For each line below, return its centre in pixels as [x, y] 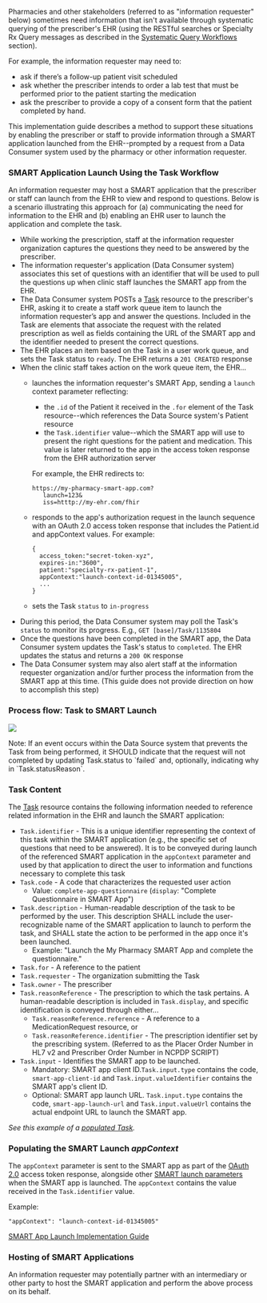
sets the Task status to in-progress [90, 606]
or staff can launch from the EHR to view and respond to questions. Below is [134, 199]
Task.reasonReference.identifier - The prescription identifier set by [145, 1035]
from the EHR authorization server [100, 458]
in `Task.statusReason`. [47, 768]
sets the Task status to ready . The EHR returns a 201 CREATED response [136, 359]
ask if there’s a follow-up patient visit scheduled [99, 77]
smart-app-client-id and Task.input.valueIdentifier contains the [142, 1078]
